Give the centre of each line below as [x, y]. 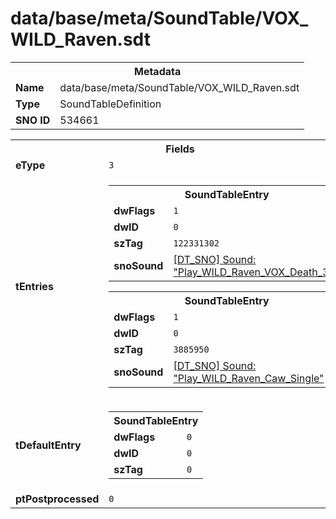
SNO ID [33, 120]
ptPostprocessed [57, 499]
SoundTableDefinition [110, 104]
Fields [180, 149]
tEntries [34, 286]
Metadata [157, 71]
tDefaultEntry [48, 445]
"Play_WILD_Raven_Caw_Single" [249, 378]
